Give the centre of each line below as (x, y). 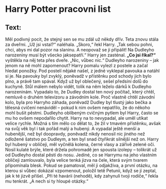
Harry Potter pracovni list (58, 9)
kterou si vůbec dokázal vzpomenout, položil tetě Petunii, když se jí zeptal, (81, 171)
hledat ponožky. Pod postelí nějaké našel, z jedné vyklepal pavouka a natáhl (82, 71)
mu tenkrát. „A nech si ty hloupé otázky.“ (47, 181)
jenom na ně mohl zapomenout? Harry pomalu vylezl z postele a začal (77, 66)
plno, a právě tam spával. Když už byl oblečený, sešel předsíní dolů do (77, 81)
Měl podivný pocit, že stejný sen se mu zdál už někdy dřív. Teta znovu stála (82, 39)
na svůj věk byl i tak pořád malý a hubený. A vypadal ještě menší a (73, 129)
